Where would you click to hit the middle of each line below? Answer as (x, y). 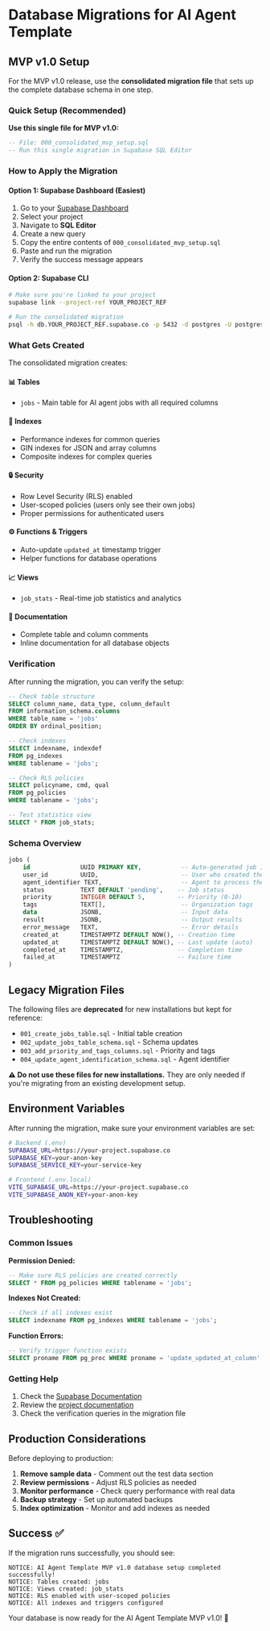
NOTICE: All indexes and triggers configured (86, 1603)
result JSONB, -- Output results (133, 920)
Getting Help (33, 1379)
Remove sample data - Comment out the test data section (117, 1474)
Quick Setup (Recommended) (67, 110)
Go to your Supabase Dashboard (74, 208)
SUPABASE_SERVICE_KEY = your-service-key (75, 1165)
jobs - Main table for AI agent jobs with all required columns (119, 403)
